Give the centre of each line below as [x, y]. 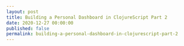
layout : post [22, 12]
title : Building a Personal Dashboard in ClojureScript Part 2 [87, 17]
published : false [28, 28]
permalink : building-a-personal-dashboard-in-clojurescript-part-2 [92, 34]
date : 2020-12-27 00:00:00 [40, 23]
